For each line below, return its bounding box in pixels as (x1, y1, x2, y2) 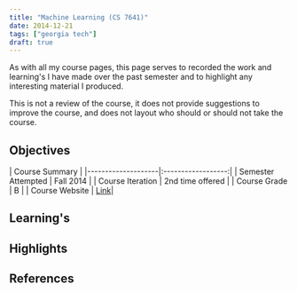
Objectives (9, 143, 71, 158)
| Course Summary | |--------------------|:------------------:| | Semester (9, 166, 275, 178)
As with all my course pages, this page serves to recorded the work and (9, 62, 272, 73)
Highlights (9, 241, 68, 256)
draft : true (9, 37, 53, 47)
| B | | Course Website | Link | (9, 185, 114, 196)
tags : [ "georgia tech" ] (9, 29, 98, 38)
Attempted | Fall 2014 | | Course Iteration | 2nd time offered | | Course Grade (9, 176, 288, 186)
